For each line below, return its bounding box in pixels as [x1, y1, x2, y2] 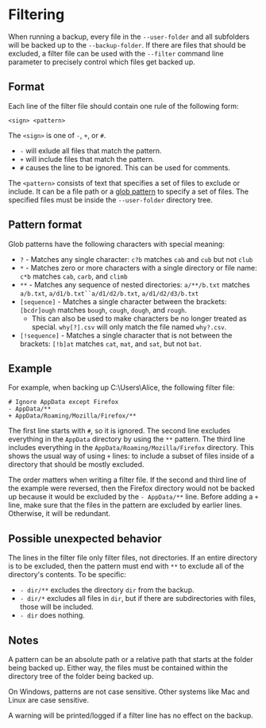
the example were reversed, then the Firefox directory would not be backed [8, 483, 256, 493]
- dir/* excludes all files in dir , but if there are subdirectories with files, [19, 594, 256, 603]
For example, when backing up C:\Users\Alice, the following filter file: [8, 383, 236, 392]
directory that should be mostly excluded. [8, 460, 145, 469]
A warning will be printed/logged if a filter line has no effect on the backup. [8, 711, 254, 720]
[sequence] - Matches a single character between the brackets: [19, 296, 227, 306]
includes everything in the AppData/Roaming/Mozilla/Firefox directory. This [8, 443, 254, 453]
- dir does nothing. [19, 611, 85, 620]
